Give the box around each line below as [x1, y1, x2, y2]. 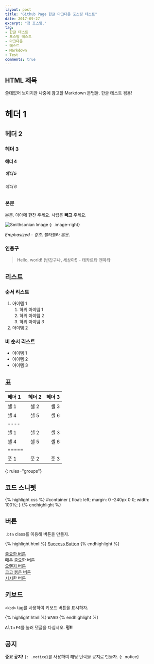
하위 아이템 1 [19, 307, 44, 313]
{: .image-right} [49, 222, 80, 228]
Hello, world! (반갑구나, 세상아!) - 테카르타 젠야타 [17, 257, 111, 263]
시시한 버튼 [5, 575, 26, 581]
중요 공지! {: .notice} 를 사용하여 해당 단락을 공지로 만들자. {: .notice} [5, 654, 139, 660]
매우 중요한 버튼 [5, 557, 35, 563]
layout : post [5, 7, 32, 12]
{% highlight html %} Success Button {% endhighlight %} [5, 541, 120, 547]
